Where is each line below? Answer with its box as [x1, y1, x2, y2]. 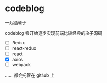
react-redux [12, 45, 37, 51]
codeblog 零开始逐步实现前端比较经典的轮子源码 [5, 30, 103, 36]
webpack [12, 62, 31, 68]
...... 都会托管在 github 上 [5, 72, 55, 78]
